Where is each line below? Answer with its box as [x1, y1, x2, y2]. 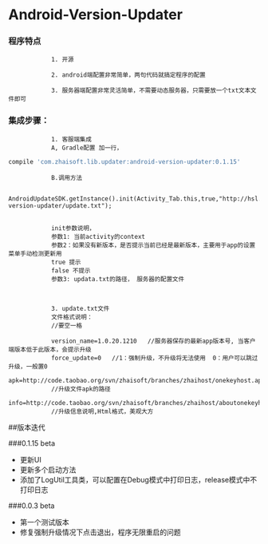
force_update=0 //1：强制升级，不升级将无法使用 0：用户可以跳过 [50, 354, 258, 362]
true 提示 [50, 258, 81, 266]
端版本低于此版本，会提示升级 [8, 345, 92, 353]
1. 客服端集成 [50, 135, 92, 143]
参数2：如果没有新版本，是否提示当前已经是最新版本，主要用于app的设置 [50, 241, 256, 249]
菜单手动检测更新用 [8, 249, 62, 257]
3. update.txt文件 [50, 304, 110, 312]
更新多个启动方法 [19, 465, 77, 475]
